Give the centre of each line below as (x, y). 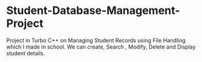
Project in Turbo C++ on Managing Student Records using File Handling (96, 40)
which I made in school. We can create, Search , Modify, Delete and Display (101, 47)
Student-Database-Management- (93, 11)
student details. (26, 53)
